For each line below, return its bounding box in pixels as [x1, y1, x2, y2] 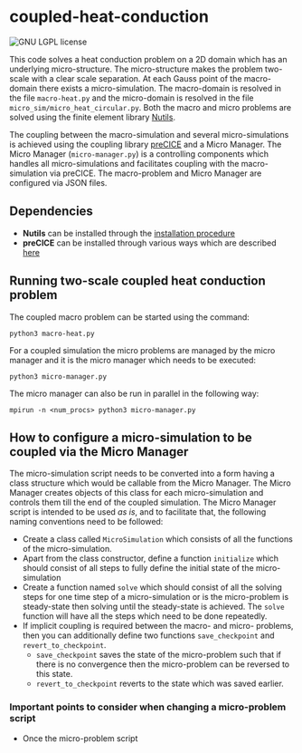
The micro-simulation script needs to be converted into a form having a [9, 468, 276, 479]
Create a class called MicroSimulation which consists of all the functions [22, 534, 294, 545]
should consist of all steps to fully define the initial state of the [22, 563, 255, 574]
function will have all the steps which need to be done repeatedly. [22, 611, 268, 622]
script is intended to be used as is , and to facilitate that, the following [9, 507, 267, 517]
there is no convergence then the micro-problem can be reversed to [35, 659, 290, 670]
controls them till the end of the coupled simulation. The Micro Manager [9, 497, 277, 508]
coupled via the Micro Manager [9, 444, 189, 459]
